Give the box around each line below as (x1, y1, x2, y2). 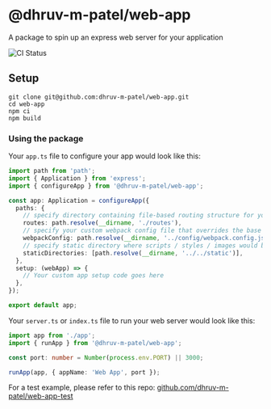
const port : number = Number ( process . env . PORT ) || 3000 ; (8, 353, 204, 361)
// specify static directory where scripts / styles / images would (23, 241, 258, 250)
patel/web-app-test (8, 391, 74, 401)
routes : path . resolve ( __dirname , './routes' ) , (23, 219, 182, 227)
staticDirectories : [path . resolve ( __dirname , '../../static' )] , (23, 249, 244, 257)
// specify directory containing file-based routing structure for (23, 212, 254, 220)
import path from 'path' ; (8, 167, 95, 175)
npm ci (8, 107, 31, 115)
